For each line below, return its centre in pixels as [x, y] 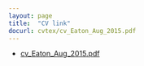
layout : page [31, 16]
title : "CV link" [39, 23]
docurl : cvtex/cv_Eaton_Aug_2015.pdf [72, 31]
